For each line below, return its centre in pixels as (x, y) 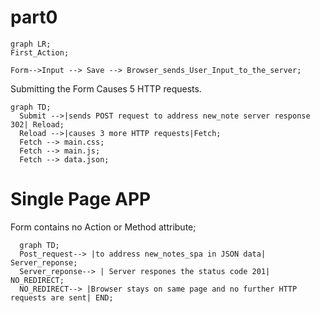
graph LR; (31, 44)
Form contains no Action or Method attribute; (103, 227)
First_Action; (40, 52)
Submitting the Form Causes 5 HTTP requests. (106, 88)
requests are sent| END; (62, 297)
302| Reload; (37, 124)
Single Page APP (81, 199)
